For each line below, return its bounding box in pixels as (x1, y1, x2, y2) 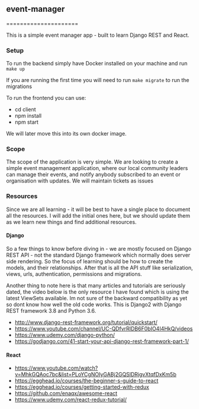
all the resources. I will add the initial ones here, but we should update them (6, 212, 191, 219)
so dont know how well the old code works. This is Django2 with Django (6, 301, 182, 308)
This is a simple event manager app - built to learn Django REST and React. (6, 32, 190, 39)
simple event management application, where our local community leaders (6, 165, 188, 172)
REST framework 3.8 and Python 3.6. (6, 307, 97, 314)
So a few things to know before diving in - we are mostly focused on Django (6, 245, 191, 252)
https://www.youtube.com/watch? (14, 364, 98, 372)
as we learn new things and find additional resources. (6, 218, 137, 225)
